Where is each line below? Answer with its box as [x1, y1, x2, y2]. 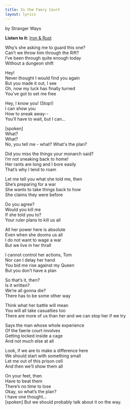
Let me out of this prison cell [5, 358, 63, 364]
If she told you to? [5, 211, 42, 217]
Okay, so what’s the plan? [5, 388, 57, 394]
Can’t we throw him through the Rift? [5, 50, 79, 56]
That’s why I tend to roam [5, 166, 56, 172]
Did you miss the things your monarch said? [5, 151, 94, 157]
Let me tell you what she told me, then [5, 176, 82, 182]
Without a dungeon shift [5, 60, 54, 66]
